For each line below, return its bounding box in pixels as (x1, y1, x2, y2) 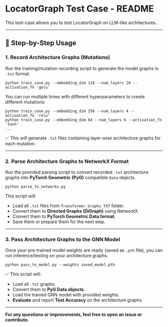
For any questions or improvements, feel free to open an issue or (5, 311, 142, 317)
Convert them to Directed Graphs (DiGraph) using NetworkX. (12, 208, 139, 214)
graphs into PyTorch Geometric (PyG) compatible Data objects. (5, 174, 136, 181)
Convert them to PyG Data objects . (12, 286, 85, 292)
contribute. (5, 317, 29, 323)
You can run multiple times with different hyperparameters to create (5, 93, 145, 99)
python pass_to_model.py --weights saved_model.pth (5, 262, 115, 267)
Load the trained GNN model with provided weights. (12, 292, 120, 298)
